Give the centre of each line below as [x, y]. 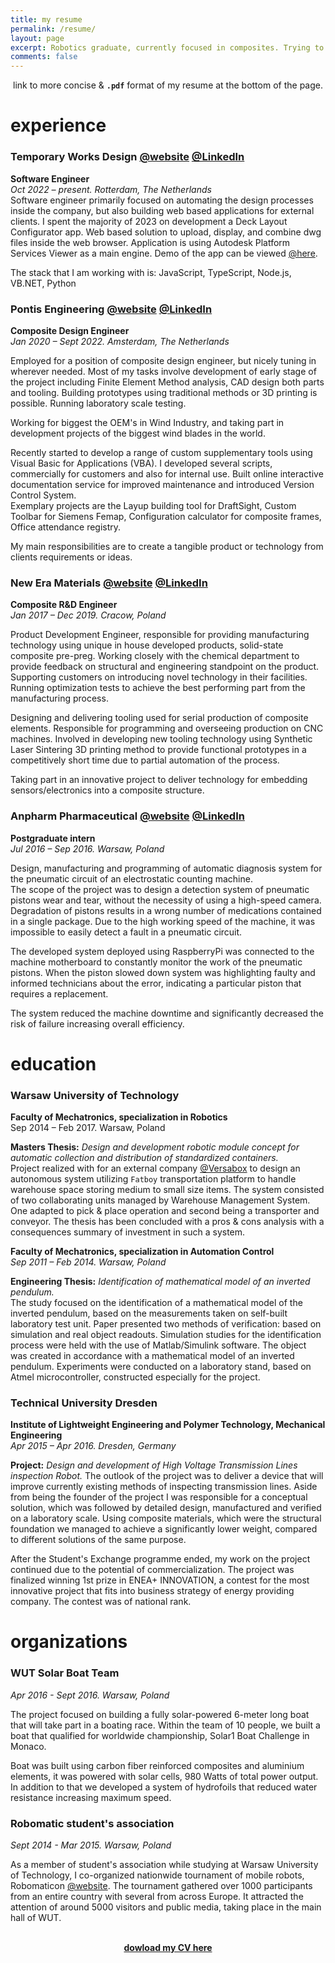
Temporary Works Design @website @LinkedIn [127, 157]
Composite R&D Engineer [64, 605]
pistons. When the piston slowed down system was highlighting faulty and [163, 972]
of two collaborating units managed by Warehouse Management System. [160, 1200]
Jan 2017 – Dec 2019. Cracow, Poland [88, 615]
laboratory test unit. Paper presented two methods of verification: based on [166, 1323]
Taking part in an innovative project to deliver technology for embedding [159, 780]
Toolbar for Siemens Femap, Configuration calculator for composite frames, [166, 516]
